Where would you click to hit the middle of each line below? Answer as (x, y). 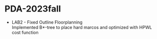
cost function (25, 32)
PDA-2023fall (33, 9)
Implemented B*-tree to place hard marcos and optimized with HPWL (82, 27)
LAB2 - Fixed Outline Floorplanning (47, 22)
